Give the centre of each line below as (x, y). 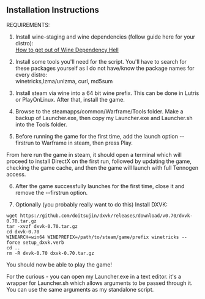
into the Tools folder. (41, 124)
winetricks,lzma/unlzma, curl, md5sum (64, 81)
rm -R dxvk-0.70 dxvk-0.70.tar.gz (50, 253)
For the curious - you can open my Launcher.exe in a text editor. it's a (94, 276)
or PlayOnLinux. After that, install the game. (70, 99)
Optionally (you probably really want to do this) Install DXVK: (91, 204)
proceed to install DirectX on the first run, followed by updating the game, (99, 161)
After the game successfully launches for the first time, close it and (100, 186)
